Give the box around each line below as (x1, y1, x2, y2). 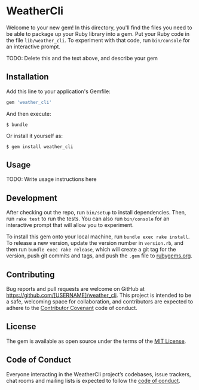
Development (6, 193, 58, 203)
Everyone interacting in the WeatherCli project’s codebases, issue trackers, (6, 370, 191, 377)
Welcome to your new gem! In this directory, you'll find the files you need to (6, 24, 192, 31)
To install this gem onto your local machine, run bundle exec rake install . (6, 233, 190, 240)
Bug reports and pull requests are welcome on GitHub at (6, 285, 145, 293)
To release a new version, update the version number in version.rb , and (6, 239, 184, 247)
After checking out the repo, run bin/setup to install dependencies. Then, (6, 209, 186, 216)
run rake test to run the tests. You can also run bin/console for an (6, 215, 170, 222)
